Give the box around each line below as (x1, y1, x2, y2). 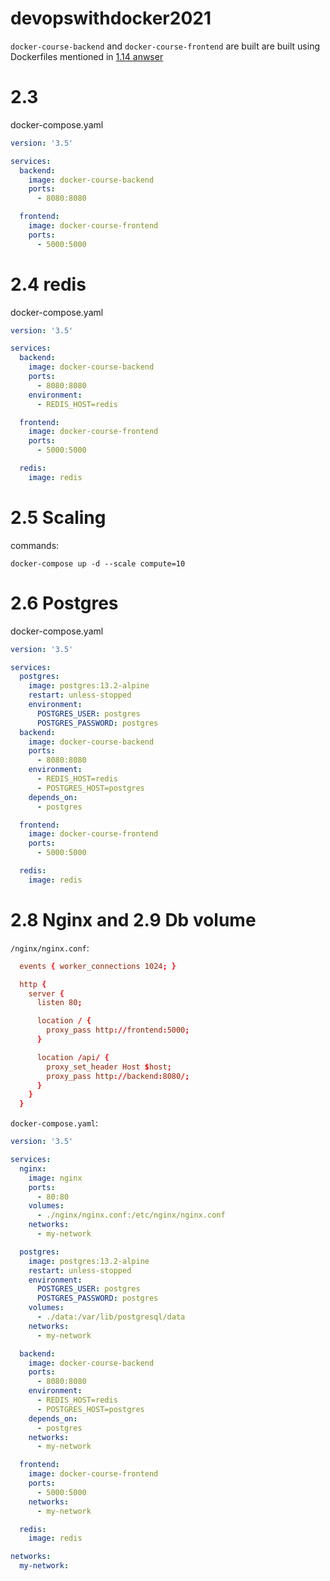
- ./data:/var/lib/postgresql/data (36, 1312, 186, 1322)
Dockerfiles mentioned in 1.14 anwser (10, 50, 164, 62)
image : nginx (28, 1173, 83, 1183)
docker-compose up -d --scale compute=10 (10, 558, 186, 569)
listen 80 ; (36, 998, 83, 1008)
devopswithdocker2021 (10, 7, 212, 30)
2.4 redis (10, 273, 87, 296)
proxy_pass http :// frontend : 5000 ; (46, 1025, 190, 1036)
